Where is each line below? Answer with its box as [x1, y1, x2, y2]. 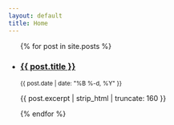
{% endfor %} [19, 109, 67, 119]
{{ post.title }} [19, 61, 76, 72]
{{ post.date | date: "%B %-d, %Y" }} [19, 79, 123, 87]
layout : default [8, 11, 63, 20]
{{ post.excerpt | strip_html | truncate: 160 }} [19, 93, 167, 103]
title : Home [8, 19, 48, 27]
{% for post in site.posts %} [19, 41, 112, 50]
